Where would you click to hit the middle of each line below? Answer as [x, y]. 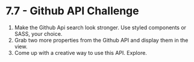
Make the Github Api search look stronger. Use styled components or [100, 27]
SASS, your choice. [38, 33]
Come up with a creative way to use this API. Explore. [80, 52]
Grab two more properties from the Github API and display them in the [101, 40]
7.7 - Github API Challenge [72, 11]
